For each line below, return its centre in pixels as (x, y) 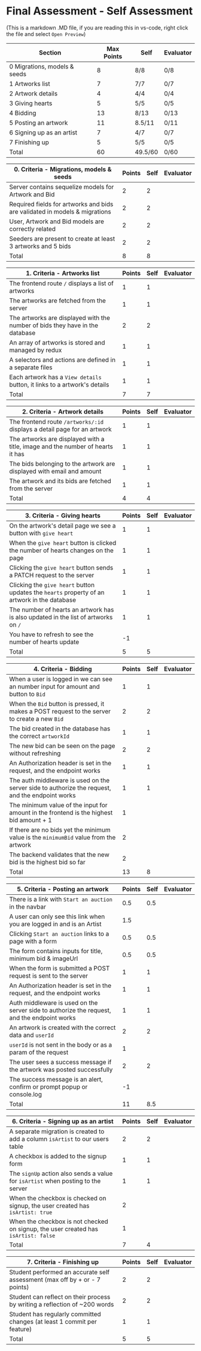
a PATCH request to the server (52, 575)
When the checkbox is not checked (59, 1221)
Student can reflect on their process (60, 1296)
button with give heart (41, 533)
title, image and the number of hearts (61, 447)
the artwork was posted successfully (61, 1070)
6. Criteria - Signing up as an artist (63, 1121)
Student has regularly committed (55, 1314)
